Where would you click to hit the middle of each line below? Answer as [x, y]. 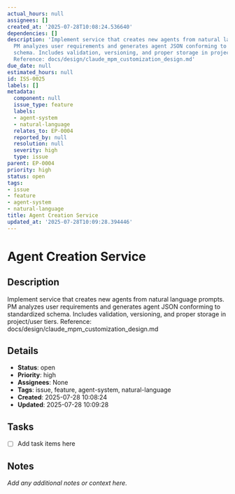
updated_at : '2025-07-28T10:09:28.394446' [70, 222]
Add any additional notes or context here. [67, 483]
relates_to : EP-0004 [43, 131]
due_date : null [29, 66]
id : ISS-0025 [26, 79]
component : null [37, 99]
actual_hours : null [36, 14]
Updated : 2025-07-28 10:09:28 [63, 405]
